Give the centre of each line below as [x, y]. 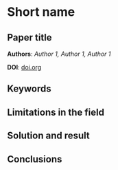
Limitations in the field [56, 112]
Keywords [29, 89]
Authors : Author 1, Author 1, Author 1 [59, 54]
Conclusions [35, 159]
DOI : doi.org [24, 67]
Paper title [30, 38]
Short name [41, 12]
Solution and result [49, 136]
